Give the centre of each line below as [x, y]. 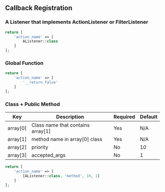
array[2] [17, 147]
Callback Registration [39, 8]
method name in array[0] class [67, 139]
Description [70, 117]
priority [40, 147]
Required [124, 117]
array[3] [17, 155]
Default [149, 117]
